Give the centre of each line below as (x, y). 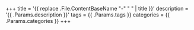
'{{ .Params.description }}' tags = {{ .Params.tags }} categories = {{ (88, 15)
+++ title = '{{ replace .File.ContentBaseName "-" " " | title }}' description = (97, 9)
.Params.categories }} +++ (38, 21)
